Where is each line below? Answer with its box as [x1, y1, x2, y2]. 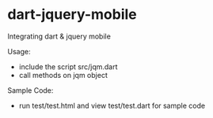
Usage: [7, 46, 31, 56]
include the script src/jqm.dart [18, 61, 118, 72]
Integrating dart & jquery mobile [7, 31, 112, 41]
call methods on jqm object [18, 70, 108, 79]
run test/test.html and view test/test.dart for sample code [18, 101, 206, 110]
